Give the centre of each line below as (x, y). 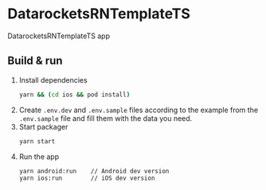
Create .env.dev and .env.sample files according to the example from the (139, 110)
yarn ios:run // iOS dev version (87, 178)
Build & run (35, 61)
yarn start (37, 141)
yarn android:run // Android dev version (94, 171)
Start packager (43, 126)
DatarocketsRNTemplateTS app (59, 36)
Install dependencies (53, 79)
